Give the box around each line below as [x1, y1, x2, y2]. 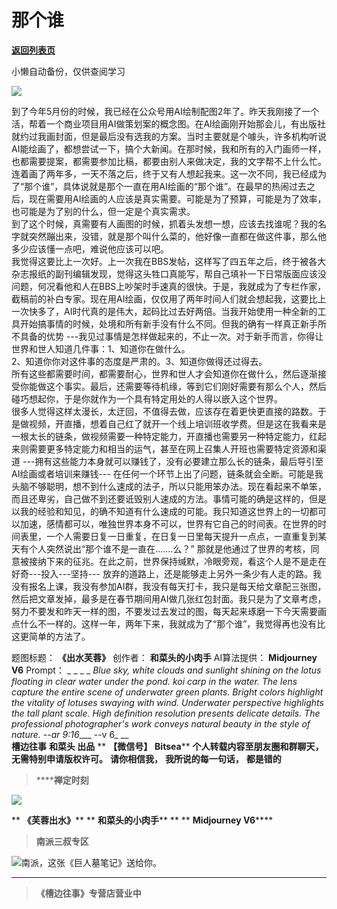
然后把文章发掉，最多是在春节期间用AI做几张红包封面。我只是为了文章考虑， [11, 592, 327, 605]
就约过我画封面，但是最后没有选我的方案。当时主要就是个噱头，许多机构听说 [11, 130, 327, 142]
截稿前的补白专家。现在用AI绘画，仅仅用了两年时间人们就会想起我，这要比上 [11, 292, 327, 305]
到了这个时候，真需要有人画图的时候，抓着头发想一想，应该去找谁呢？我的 [11, 217, 318, 230]
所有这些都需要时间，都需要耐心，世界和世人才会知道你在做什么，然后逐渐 [11, 367, 318, 380]
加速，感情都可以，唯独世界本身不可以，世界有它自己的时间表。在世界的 [19, 517, 318, 530]
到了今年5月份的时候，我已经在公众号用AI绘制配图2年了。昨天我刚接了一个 [11, 105, 320, 117]
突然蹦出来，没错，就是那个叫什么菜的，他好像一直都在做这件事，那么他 [28, 230, 327, 242]
